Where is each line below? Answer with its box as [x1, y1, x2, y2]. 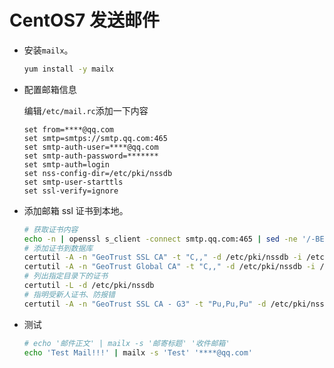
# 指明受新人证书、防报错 [23, 289, 116, 300]
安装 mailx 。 [23, 44, 74, 56]
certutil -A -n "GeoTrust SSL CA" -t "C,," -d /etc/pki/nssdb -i [23, 252, 302, 263]
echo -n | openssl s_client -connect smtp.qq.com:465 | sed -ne [23, 234, 298, 244]
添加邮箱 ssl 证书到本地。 [23, 204, 129, 216]
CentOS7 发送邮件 [9, 9, 160, 32]
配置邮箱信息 [23, 83, 77, 95]
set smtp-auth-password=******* [23, 151, 159, 161]
